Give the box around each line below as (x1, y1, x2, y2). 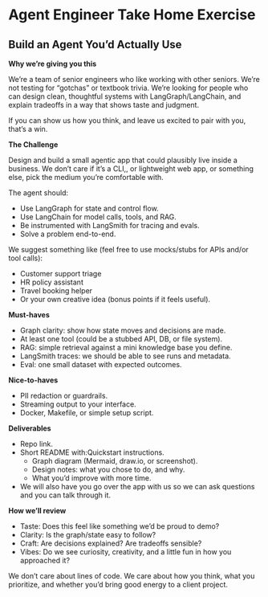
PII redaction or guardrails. (19, 391, 108, 400)
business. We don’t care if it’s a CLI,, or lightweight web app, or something (8, 164, 254, 174)
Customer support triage (19, 269, 102, 278)
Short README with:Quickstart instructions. (19, 448, 164, 457)
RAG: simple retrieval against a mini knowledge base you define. (19, 343, 233, 352)
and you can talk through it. (19, 490, 111, 500)
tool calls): (8, 253, 43, 263)
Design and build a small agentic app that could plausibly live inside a (8, 155, 238, 165)
